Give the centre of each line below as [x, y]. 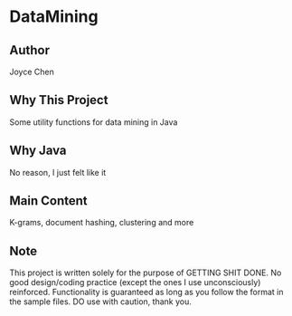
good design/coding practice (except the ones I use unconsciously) [135, 282]
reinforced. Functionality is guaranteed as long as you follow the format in [146, 292]
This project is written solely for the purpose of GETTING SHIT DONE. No [146, 273]
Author [29, 50]
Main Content [48, 201]
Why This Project [59, 100]
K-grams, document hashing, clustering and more [102, 223]
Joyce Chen [32, 72]
